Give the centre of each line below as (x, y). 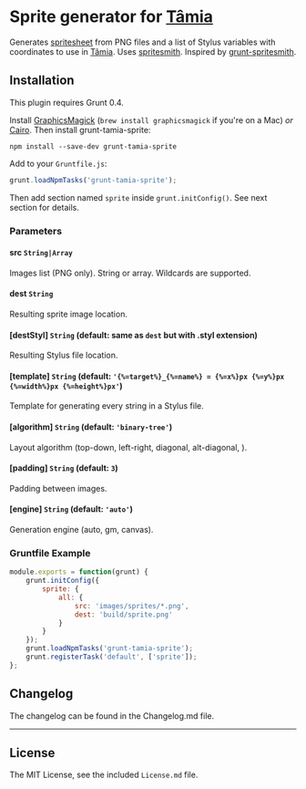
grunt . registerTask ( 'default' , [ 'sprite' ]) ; (112, 657)
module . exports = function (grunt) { (79, 572)
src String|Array (41, 253)
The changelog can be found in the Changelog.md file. (112, 716)
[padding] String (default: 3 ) (64, 468)
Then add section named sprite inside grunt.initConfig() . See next (138, 197)
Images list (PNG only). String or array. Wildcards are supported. (130, 273)
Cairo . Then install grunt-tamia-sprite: (80, 130)
